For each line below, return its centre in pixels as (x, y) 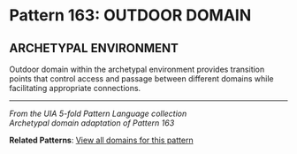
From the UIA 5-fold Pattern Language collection (98, 113)
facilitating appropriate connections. (75, 88)
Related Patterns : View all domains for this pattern (101, 140)
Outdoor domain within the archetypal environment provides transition (137, 69)
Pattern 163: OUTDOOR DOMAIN (130, 15)
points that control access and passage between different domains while (141, 79)
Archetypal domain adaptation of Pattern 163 (92, 123)
